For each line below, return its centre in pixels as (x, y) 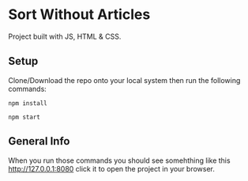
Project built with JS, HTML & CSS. (65, 36)
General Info (39, 141)
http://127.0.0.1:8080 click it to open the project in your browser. (112, 168)
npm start (24, 117)
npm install (28, 103)
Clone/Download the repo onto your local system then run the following (124, 80)
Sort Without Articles (79, 15)
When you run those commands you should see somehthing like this (119, 160)
